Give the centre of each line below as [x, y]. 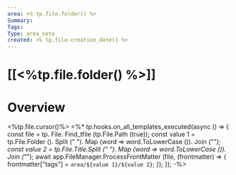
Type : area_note [31, 34]
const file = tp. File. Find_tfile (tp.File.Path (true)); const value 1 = [101, 134]
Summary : [20, 20]
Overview [36, 107]
